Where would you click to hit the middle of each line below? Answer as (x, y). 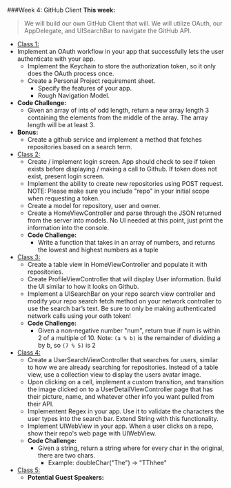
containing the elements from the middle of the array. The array (118, 118)
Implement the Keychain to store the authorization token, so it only (121, 66)
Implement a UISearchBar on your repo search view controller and (121, 294)
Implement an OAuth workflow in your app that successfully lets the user (120, 51)
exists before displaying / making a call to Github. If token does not (122, 169)
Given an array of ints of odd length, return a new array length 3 (118, 110)
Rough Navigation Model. (74, 95)
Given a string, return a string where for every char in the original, (131, 448)
